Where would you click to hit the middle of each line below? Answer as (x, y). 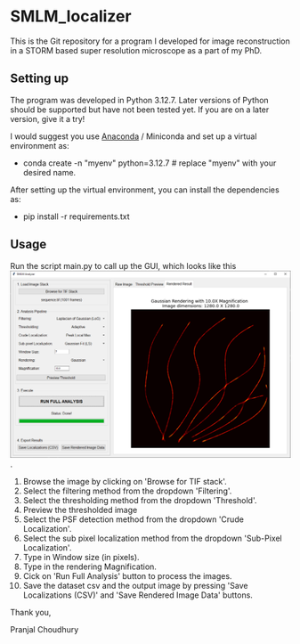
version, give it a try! (48, 118)
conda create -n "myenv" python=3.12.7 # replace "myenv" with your (150, 163)
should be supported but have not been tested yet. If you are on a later (140, 110)
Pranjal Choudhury (45, 629)
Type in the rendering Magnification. (89, 567)
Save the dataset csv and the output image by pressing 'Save (135, 585)
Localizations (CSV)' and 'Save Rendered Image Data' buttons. (138, 595)
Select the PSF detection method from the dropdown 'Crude (133, 519)
